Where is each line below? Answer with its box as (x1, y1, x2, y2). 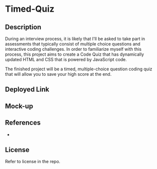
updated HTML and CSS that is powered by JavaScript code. (5, 57, 127, 62)
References (5, 119, 41, 127)
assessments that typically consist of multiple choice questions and (5, 41, 140, 47)
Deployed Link (5, 85, 50, 94)
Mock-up (5, 102, 33, 110)
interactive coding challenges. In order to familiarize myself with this (5, 46, 142, 52)
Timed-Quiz (5, 3, 55, 15)
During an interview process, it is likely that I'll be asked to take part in (5, 36, 145, 42)
